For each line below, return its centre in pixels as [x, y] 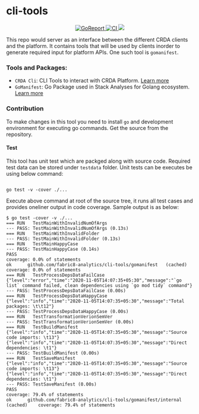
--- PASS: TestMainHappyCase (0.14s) [53, 249]
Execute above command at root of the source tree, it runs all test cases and [99, 201]
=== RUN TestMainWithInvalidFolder [53, 233]
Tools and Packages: [37, 68]
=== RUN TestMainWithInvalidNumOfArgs [57, 223]
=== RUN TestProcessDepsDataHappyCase [57, 296]
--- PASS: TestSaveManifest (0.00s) [51, 384]
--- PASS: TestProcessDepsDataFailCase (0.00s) [66, 290]
